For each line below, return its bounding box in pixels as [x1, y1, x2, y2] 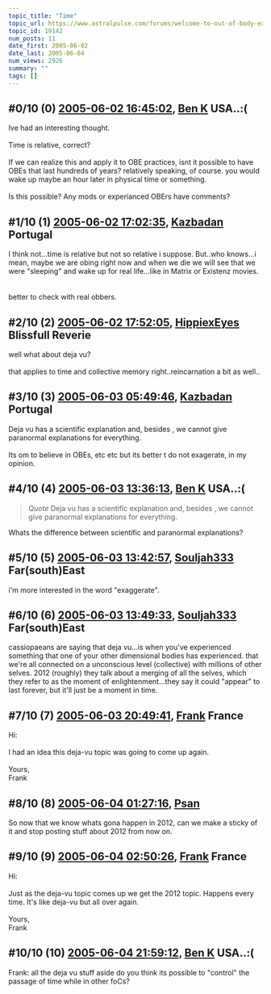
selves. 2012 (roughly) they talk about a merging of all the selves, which [8, 668, 248, 678]
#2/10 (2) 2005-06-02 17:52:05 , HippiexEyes [8, 316, 240, 329]
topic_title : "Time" [8, 11, 78, 20]
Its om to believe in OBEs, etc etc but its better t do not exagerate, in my [8, 450, 248, 459]
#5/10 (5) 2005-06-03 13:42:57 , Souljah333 [8, 551, 234, 565]
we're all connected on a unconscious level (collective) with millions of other [8, 660, 262, 669]
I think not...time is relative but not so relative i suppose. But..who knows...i [8, 250, 256, 259]
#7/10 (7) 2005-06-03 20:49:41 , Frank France [8, 708, 244, 723]
